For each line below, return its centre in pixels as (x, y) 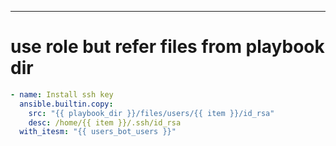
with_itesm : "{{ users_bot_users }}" (98, 132)
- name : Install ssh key (62, 94)
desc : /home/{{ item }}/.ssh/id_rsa (105, 122)
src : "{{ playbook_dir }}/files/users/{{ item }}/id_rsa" (151, 113)
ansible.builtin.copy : (66, 104)
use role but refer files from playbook (167, 47)
